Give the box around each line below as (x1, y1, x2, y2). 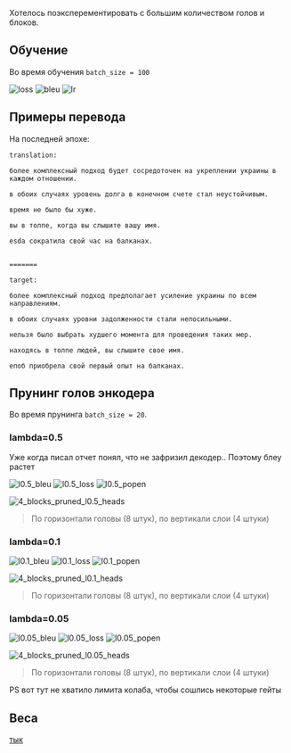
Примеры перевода (9, 110, 126, 125)
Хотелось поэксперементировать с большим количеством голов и (9, 8, 265, 18)
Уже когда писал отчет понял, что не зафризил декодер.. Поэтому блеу (9, 451, 282, 462)
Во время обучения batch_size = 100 (9, 66, 150, 77)
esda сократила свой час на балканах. (9, 236, 153, 245)
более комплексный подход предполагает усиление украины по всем (9, 291, 256, 300)
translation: (9, 151, 58, 160)
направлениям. (9, 299, 62, 308)
